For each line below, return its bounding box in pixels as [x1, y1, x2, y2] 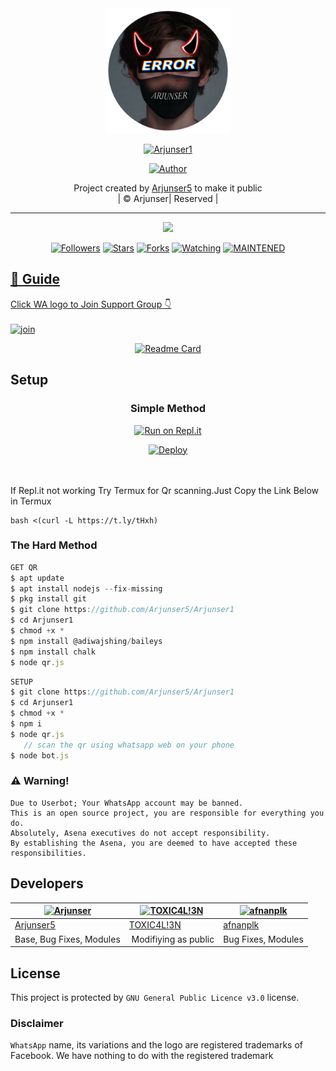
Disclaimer [10, 1016, 64, 1030]
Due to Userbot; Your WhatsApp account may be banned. [10, 798, 244, 808]
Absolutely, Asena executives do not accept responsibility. [10, 828, 271, 838]
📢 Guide [10, 271, 61, 288]
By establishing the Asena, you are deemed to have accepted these [10, 838, 298, 848]
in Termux [10, 495, 52, 507]
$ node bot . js [10, 750, 70, 761]
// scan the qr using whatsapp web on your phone [23, 740, 235, 750]
